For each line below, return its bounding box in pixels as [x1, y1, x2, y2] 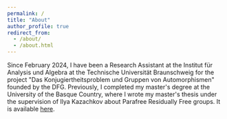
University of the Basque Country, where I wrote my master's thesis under [7, 90, 217, 98]
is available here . [7, 105, 55, 113]
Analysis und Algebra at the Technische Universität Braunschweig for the [7, 68, 215, 76]
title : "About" [7, 17, 51, 23]
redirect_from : [7, 29, 51, 36]
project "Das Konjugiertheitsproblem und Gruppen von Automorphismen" [7, 76, 215, 83]
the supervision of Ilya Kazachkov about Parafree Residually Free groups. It [7, 98, 221, 105]
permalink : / [7, 10, 45, 17]
